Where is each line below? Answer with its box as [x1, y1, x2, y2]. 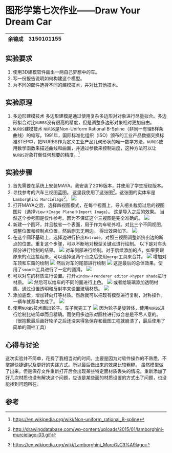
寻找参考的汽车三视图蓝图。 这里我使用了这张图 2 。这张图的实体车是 [12, 188, 156, 195]
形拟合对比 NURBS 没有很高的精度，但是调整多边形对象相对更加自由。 [12, 119, 155, 125]
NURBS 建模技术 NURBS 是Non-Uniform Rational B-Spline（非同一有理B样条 [12, 125, 164, 131]
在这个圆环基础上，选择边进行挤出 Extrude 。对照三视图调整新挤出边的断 [12, 234, 164, 240]
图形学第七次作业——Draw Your [5, 5, 141, 16]
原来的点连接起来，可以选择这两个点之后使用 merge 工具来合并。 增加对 [12, 254, 167, 260]
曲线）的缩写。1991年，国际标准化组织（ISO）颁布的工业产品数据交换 [12, 132, 160, 138]
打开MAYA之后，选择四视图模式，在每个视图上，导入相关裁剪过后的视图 [12, 202, 165, 209]
